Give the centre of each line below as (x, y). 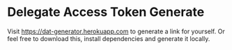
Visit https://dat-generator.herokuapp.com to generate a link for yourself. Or (116, 31)
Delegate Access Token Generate (106, 12)
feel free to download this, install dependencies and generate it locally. (109, 38)
